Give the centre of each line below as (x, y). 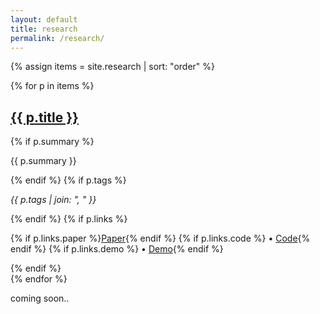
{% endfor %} (39, 279)
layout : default (44, 19)
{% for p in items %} (52, 86)
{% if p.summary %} (52, 142)
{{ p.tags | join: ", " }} (53, 200)
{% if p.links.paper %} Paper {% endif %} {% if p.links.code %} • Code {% (160, 238)
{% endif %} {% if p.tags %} (68, 180)
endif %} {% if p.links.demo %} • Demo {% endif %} (117, 249)
